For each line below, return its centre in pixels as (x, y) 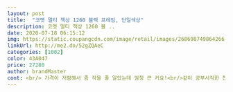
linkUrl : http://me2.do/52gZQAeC (55, 46)
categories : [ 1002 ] (35, 53)
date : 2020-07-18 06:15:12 (46, 33)
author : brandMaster (37, 71)
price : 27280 (26, 65)
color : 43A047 (28, 59)
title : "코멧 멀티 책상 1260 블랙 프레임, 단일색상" (76, 20)
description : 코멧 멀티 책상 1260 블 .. (61, 26)
